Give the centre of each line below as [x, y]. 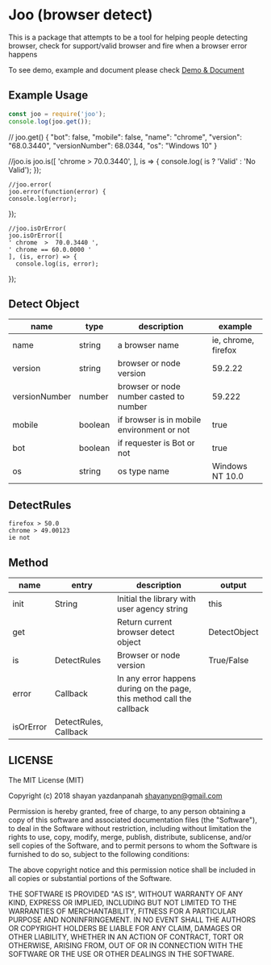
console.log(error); [43, 198]
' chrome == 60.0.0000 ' [50, 249]
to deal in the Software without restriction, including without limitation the [130, 828]
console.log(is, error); [57, 264]
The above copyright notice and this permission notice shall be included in [132, 870]
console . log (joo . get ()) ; [50, 121]
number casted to [151, 397]
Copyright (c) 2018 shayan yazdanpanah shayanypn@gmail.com [115, 796]
